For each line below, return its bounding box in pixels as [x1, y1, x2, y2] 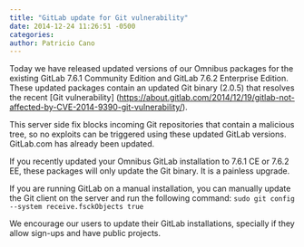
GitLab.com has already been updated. [9, 138, 155, 149]
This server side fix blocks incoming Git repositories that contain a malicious [9, 119, 295, 130]
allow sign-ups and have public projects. [9, 228, 162, 239]
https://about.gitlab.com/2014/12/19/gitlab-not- [119, 92, 295, 103]
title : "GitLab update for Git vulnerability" [9, 13, 189, 23]
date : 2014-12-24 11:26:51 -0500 [9, 22, 136, 31]
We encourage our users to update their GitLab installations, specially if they [9, 218, 295, 229]
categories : [9, 30, 54, 39]
